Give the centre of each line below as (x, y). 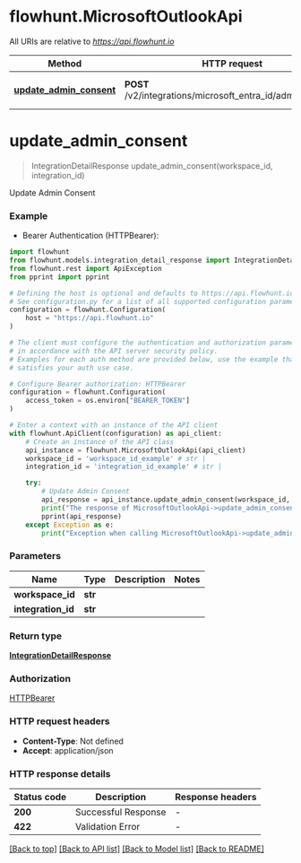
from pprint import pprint (60, 277)
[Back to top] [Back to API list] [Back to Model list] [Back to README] (137, 849)
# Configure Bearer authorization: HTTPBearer (98, 384)
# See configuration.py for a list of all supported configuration (138, 301)
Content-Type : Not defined (73, 741)
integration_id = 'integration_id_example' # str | (124, 467)
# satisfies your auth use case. (72, 368)
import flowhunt (39, 252)
